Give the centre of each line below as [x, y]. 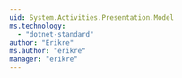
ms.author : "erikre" [48, 51]
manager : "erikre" [43, 59]
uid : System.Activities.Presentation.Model [92, 17]
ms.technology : [38, 26]
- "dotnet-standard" [56, 34]
